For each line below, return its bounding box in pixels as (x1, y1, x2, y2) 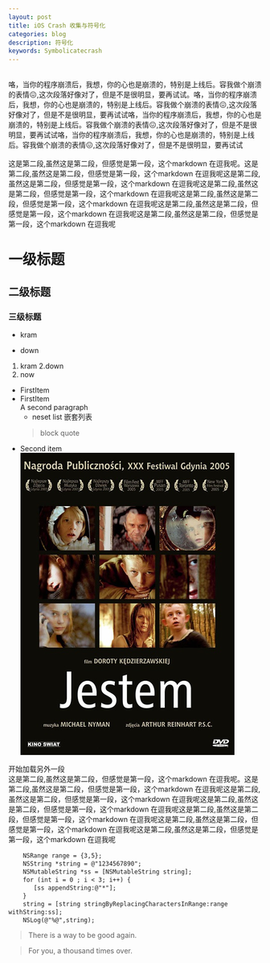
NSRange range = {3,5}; (22, 852, 103, 860)
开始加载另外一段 (8, 764, 65, 774)
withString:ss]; (8, 908, 63, 916)
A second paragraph (19, 403, 88, 412)
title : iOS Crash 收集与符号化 (8, 21, 106, 30)
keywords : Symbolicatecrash (8, 47, 103, 56)
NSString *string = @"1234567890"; (22, 860, 142, 868)
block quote (39, 428, 80, 438)
